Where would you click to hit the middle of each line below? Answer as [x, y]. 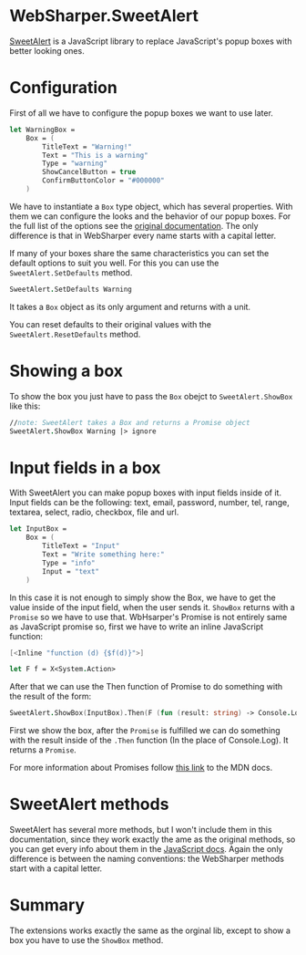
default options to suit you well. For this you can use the [114, 263]
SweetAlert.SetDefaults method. [71, 272]
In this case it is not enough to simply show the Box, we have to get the [143, 597]
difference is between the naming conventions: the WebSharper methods [147, 859]
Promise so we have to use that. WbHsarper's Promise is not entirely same [148, 617]
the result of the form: [51, 696]
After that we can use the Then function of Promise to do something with [146, 687]
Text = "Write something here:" [104, 555]
